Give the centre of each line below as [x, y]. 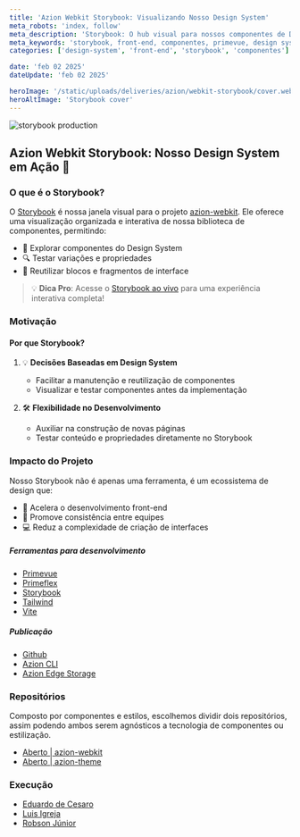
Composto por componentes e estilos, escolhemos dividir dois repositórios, [148, 716]
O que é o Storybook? [57, 192]
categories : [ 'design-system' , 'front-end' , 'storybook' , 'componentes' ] [150, 51]
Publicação [31, 632]
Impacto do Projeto [51, 461]
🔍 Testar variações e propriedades [87, 258]
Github [34, 654]
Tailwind [37, 602]
